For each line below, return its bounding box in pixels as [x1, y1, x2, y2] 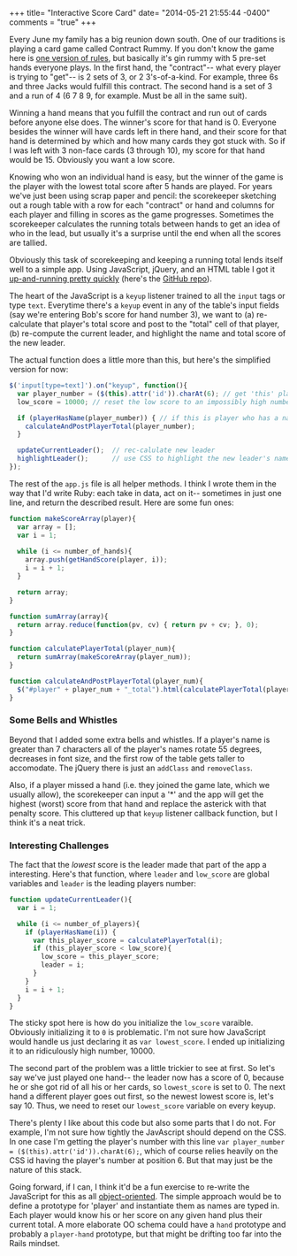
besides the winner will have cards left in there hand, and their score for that [9, 126, 287, 136]
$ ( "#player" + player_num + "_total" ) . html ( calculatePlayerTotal [17, 685, 263, 693]
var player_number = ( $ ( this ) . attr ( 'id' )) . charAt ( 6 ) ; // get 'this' [17, 389, 275, 398]
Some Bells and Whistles [9, 714, 118, 726]
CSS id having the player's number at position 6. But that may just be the [9, 1155, 273, 1166]
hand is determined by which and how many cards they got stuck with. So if [9, 136, 286, 146]
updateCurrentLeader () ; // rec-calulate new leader [17, 446, 216, 455]
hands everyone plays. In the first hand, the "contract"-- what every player [9, 62, 281, 73]
